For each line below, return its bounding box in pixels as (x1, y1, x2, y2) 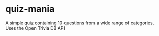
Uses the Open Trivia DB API (5, 25, 65, 31)
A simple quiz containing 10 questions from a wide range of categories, (5, 20, 154, 26)
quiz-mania (5, 3, 55, 15)
